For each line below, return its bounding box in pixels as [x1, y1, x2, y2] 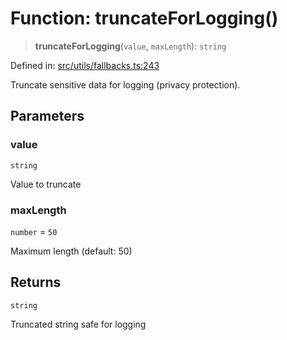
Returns [10, 274, 62, 291]
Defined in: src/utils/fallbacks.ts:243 [10, 59, 160, 71]
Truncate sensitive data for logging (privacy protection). [10, 78, 241, 91]
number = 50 [10, 225, 58, 237]
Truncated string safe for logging [10, 318, 147, 330]
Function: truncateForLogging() [10, 7, 279, 30]
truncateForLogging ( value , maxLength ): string [34, 40, 227, 52]
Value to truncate [10, 178, 82, 190]
